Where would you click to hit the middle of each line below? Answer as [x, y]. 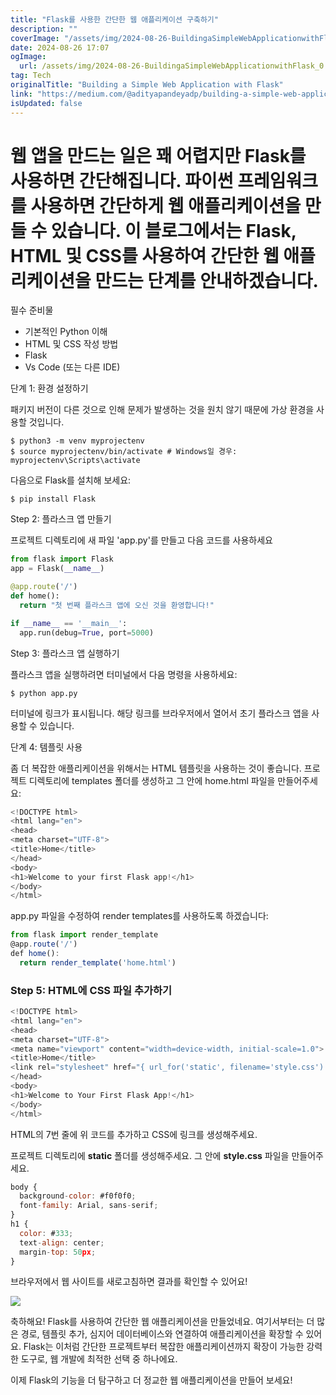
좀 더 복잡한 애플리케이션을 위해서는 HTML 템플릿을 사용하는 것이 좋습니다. [156, 768]
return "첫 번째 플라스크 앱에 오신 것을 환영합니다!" [117, 605]
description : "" [44, 29]
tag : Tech [31, 76]
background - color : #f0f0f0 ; [78, 1196]
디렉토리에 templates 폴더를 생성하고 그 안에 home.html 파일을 [152, 780]
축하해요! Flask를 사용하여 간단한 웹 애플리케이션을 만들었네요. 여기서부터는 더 [162, 1322]
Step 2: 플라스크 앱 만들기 [61, 519]
